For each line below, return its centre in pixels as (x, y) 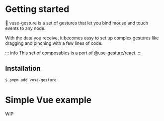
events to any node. (25, 28)
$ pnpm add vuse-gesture (31, 80)
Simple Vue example (48, 100)
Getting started (37, 9)
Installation (23, 68)
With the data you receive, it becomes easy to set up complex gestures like (82, 38)
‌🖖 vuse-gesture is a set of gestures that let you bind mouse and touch (77, 23)
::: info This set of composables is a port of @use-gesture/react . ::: (73, 53)
